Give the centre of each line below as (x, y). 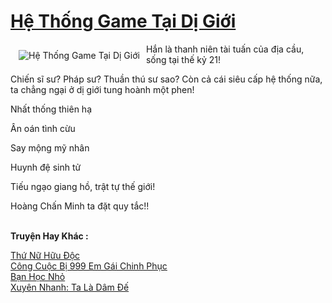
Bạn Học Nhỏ (38, 276)
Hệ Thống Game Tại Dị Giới (123, 21)
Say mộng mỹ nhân (50, 147)
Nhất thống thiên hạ (51, 109)
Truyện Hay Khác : (49, 236)
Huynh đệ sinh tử (46, 167)
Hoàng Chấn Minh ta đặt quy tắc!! (80, 206)
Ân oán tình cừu (43, 128)
